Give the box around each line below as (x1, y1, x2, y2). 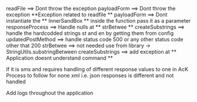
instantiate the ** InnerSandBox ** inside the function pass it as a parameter (6, 17, 191, 24)
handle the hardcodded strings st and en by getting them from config (6, 30, 174, 37)
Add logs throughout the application (6, 90, 94, 96)
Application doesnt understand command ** (6, 55, 113, 61)
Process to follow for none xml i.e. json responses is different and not (6, 72, 174, 79)
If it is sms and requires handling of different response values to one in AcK (6, 66, 189, 72)
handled (6, 78, 26, 85)
